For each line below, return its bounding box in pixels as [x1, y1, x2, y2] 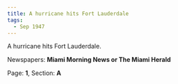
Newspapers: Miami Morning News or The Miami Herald [7, 56, 172, 64]
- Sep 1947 [13, 23, 45, 30]
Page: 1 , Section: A [7, 69, 61, 77]
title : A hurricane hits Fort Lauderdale [7, 10, 129, 17]
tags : [7, 17, 23, 24]
